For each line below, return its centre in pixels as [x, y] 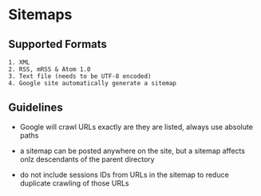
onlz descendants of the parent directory [87, 159]
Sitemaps [40, 15]
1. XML [19, 62]
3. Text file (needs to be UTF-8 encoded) [80, 76]
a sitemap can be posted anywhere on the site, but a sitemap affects [132, 151]
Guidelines [36, 108]
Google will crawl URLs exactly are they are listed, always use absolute [136, 127]
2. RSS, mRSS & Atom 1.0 [49, 69]
